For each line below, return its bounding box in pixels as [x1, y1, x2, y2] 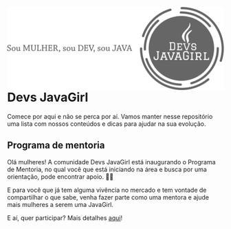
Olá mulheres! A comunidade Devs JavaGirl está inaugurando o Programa [7, 157, 216, 166]
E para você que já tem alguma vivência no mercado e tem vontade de [7, 186, 207, 194]
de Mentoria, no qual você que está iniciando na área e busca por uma [7, 165, 208, 173]
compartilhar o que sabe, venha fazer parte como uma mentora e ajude [7, 193, 210, 201]
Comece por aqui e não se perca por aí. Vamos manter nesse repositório [7, 112, 213, 120]
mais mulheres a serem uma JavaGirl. [7, 200, 113, 208]
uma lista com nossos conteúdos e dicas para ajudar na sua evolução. [7, 120, 206, 128]
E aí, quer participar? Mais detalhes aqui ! [7, 213, 122, 222]
